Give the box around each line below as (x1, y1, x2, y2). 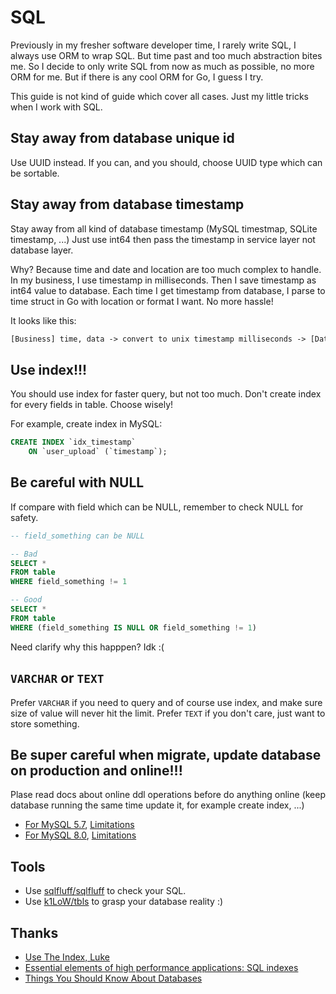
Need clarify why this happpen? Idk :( (10, 641, 165, 653)
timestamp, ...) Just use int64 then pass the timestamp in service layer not (10, 233, 316, 245)
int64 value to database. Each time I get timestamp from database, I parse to (10, 284, 326, 296)
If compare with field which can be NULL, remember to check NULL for (10, 501, 304, 513)
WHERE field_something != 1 (10, 577, 128, 587)
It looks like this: (10, 314, 77, 326)
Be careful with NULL (10, 474, 145, 491)
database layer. (10, 244, 74, 256)
